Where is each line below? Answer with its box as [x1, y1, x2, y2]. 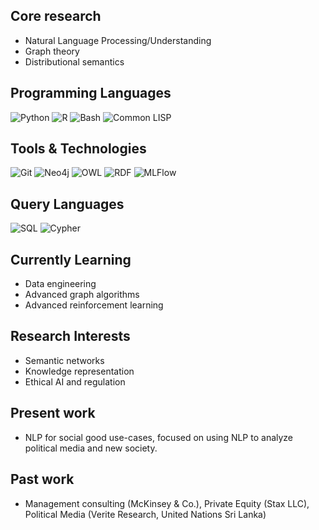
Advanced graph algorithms [24, 289, 140, 301]
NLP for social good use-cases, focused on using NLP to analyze [24, 431, 294, 443]
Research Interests [10, 328, 131, 345]
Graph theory [24, 45, 80, 57]
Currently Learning [10, 251, 132, 268]
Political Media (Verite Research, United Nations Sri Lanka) [24, 508, 267, 520]
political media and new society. [24, 442, 158, 454]
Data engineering [24, 278, 97, 290]
